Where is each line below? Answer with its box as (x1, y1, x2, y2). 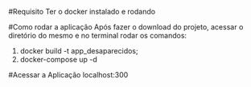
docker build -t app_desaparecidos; (19, 46, 138, 55)
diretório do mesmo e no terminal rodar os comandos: (8, 31, 187, 40)
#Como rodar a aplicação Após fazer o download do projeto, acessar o (8, 22, 244, 31)
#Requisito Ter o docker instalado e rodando (8, 7, 155, 16)
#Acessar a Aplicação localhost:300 (8, 70, 129, 79)
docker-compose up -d (19, 55, 98, 64)
